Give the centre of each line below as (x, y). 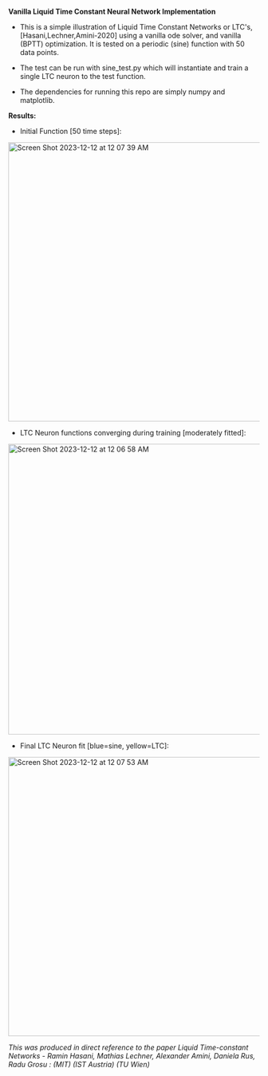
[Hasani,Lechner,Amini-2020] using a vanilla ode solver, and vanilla (130, 35)
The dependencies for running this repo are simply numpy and (122, 92)
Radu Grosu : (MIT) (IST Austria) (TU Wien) (79, 1064)
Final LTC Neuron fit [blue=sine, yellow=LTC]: (94, 746)
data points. (39, 52)
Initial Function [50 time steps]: (71, 131)
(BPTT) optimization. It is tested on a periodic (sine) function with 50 (132, 44)
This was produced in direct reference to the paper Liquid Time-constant (128, 1047)
